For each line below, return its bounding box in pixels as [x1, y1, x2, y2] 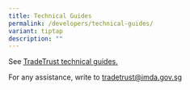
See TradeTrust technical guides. [8, 57, 119, 66]
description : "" [8, 34, 63, 43]
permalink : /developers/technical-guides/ [8, 19, 154, 28]
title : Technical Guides [8, 11, 92, 20]
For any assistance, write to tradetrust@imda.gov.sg [8, 72, 183, 82]
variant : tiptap [8, 27, 63, 35]
